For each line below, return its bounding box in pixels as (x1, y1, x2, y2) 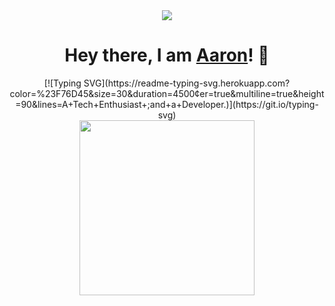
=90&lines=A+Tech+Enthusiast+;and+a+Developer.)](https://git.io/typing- (15, 98, 319, 110)
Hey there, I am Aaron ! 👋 (64, 44, 270, 67)
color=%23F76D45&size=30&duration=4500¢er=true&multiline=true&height (9, 87, 325, 99)
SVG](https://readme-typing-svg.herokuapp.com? (83, 77, 291, 89)
